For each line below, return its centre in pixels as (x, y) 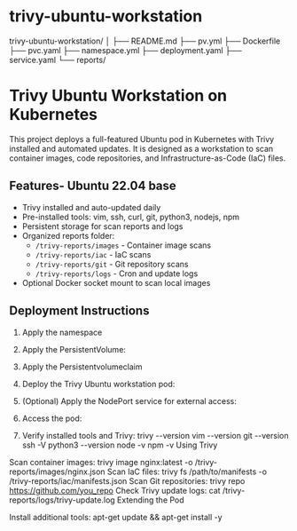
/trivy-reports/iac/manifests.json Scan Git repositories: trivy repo (127, 480)
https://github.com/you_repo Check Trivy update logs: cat (115, 490)
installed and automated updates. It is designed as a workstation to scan (141, 148)
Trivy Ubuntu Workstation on (118, 96)
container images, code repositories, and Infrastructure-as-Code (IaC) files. (148, 158)
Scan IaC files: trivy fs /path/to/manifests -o (187, 472)
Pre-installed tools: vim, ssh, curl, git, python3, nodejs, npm (131, 217)
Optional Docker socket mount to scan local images (116, 282)
